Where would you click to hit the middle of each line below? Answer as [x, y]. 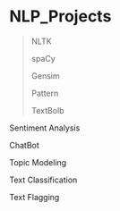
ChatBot [25, 145]
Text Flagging [34, 197]
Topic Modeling [38, 162]
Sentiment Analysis [45, 128]
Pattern [45, 93]
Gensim [45, 76]
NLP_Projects [60, 17]
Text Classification [43, 180]
